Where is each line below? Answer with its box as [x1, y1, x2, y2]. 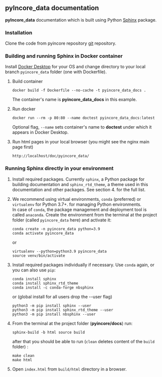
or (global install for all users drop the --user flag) [12, 294, 113, 299]
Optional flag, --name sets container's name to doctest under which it [12, 124, 152, 130]
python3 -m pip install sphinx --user [12, 303, 92, 308]
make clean [12, 353, 35, 358]
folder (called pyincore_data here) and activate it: [12, 217, 112, 223]
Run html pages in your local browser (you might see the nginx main [12, 139, 150, 145]
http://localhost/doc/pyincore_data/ [12, 154, 90, 159]
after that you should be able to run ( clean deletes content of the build [12, 338, 155, 344]
